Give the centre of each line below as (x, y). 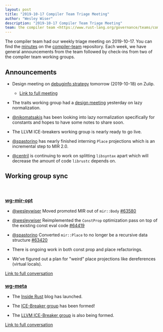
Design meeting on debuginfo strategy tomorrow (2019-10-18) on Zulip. (83, 83)
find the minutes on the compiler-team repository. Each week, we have (76, 47)
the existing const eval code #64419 (48, 226)
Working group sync (36, 176)
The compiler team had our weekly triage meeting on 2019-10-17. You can (79, 41)
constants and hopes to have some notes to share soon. (68, 122)
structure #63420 (30, 240)
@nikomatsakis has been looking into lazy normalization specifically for (83, 117)
